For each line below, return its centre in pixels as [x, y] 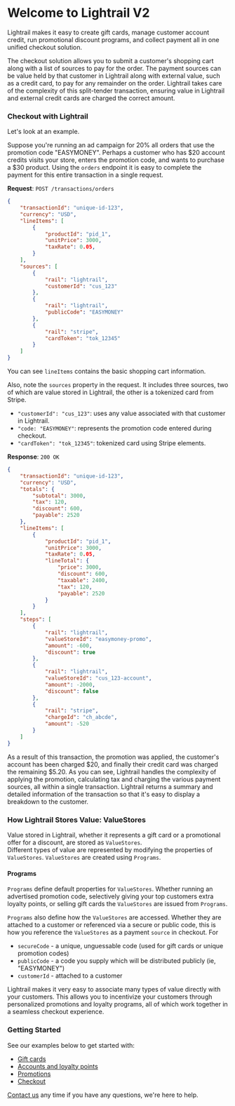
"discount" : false [72, 691]
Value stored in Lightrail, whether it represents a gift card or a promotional [114, 835]
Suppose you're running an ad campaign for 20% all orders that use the [111, 145]
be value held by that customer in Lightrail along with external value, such [114, 76]
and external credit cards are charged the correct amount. [91, 98]
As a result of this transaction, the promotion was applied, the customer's [113, 757]
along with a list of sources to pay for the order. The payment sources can [114, 68]
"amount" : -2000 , [70, 684]
